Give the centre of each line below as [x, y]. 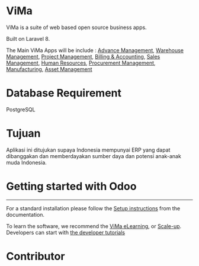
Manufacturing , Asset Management [49, 69]
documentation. [25, 214]
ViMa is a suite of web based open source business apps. [76, 27]
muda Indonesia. [27, 162]
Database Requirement [64, 93]
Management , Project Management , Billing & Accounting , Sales [83, 56]
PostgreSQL [21, 109]
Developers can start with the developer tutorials [66, 232]
